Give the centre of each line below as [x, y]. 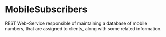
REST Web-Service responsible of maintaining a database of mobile [76, 23]
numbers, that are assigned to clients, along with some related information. [83, 28]
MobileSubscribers [46, 9]
